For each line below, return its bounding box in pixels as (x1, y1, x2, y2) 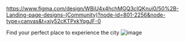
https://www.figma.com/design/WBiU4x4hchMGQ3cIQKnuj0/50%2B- (6, 5, 179, 12)
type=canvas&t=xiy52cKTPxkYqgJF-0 (6, 18, 101, 24)
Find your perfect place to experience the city (6, 29, 120, 36)
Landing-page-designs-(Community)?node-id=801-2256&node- (6, 11, 166, 18)
